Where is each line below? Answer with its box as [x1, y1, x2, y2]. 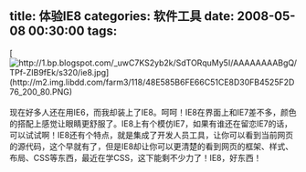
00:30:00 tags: [27, 24, 118, 39]
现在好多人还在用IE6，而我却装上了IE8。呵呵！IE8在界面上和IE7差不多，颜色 [9, 106, 297, 117]
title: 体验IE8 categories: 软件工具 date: [9, 8, 235, 25]
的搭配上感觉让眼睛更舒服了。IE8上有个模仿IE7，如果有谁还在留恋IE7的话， [9, 117, 293, 129]
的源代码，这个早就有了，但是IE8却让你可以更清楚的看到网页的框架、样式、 [9, 140, 294, 152]
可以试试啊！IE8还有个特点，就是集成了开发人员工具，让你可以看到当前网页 [9, 129, 294, 140]
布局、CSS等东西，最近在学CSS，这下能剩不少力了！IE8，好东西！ [9, 152, 262, 163]
